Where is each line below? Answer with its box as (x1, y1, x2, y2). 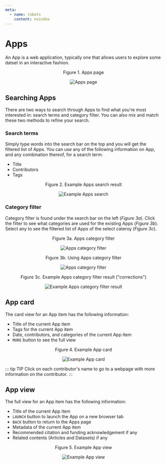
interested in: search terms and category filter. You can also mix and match (5, 112, 159, 118)
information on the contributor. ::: (5, 371, 73, 377)
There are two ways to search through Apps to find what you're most (5, 107, 147, 113)
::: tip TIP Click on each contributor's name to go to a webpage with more (5, 366, 155, 372)
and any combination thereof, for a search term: (5, 152, 103, 157)
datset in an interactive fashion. (5, 60, 70, 66)
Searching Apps (5, 93, 56, 102)
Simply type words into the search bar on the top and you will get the (5, 141, 147, 147)
